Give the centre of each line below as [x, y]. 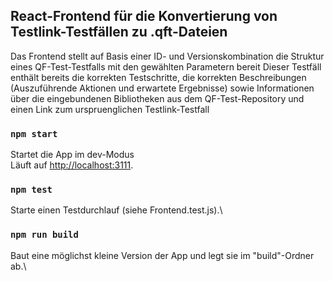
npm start [34, 133]
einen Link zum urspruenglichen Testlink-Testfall [110, 109]
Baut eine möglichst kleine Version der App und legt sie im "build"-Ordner [162, 255]
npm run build [44, 235]
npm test [31, 190]
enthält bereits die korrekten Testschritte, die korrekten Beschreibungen [158, 77]
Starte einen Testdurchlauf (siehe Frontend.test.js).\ [116, 210]
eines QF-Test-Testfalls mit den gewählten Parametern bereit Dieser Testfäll [166, 66]
